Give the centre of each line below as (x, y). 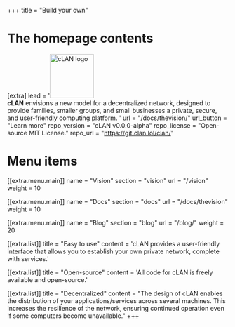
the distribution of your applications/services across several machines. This (116, 300)
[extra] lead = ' (29, 95)
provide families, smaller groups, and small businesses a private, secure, (112, 110)
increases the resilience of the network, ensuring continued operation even (116, 308)
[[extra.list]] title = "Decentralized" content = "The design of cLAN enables (115, 293)
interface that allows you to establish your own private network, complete (113, 251)
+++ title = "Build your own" (48, 10)
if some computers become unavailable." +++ (73, 316)
